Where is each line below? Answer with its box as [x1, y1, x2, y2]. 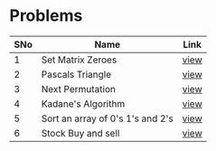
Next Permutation [41, 82, 116, 95]
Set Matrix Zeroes [41, 53, 117, 66]
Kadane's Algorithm [41, 97, 126, 109]
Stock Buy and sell [41, 127, 120, 139]
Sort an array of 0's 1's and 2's [41, 112, 174, 125]
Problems [9, 5, 83, 26]
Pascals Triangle [41, 68, 111, 80]
